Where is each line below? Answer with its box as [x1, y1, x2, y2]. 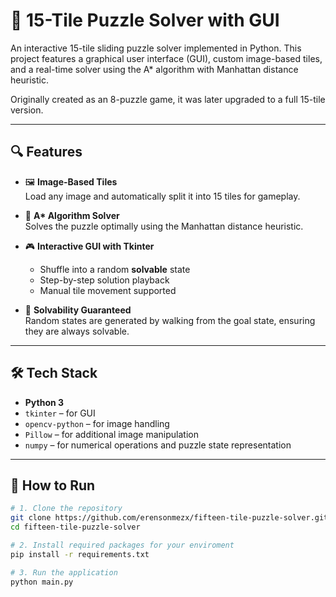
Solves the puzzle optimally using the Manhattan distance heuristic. [24, 220, 304, 232]
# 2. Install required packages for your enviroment [10, 540, 235, 550]
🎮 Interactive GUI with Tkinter [24, 240, 155, 252]
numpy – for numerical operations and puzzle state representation [24, 439, 292, 451]
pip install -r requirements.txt [10, 549, 150, 559]
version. [10, 104, 44, 116]
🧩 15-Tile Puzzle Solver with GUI [10, 9, 280, 32]
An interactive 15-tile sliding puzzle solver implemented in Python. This [10, 42, 302, 54]
